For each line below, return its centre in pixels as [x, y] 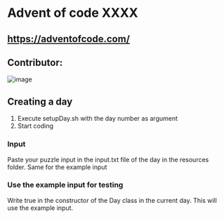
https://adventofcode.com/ [68, 39]
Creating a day [40, 101]
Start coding [35, 126]
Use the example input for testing [65, 185]
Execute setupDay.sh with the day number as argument [97, 119]
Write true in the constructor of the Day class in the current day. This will [112, 200]
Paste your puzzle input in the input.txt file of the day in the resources [108, 159]
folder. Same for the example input [57, 167]
